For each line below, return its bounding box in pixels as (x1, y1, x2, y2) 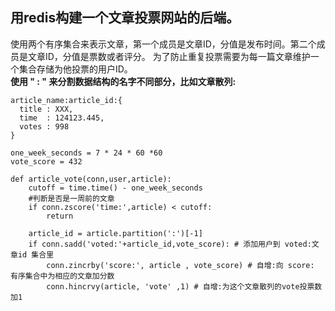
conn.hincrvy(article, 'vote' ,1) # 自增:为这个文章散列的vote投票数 (46, 281, 323, 292)
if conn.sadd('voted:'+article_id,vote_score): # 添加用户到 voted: (28, 239, 312, 249)
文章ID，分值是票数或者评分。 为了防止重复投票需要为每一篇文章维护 (27, 50, 311, 62)
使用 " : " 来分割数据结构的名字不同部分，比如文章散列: (10, 75, 237, 87)
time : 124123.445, (19, 113, 105, 123)
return (46, 211, 74, 221)
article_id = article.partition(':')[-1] (28, 228, 203, 238)
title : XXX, (19, 104, 74, 114)
